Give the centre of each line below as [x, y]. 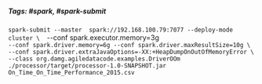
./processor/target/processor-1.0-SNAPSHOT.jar [87, 66]
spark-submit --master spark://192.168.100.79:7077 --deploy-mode [121, 30]
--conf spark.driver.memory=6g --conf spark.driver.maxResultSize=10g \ [129, 45]
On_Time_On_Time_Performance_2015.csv [71, 72]
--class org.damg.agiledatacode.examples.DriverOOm [94, 59]
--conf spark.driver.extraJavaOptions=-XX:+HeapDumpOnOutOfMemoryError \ [131, 52]
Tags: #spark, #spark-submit [57, 11]
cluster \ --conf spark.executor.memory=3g [84, 37]
